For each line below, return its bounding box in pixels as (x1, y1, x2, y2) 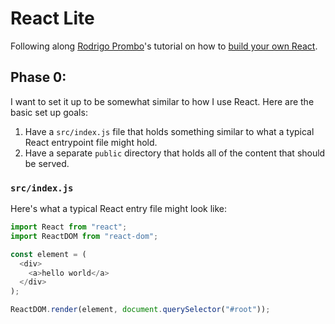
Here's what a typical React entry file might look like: (10, 203, 228, 215)
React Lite (10, 7, 95, 30)
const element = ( (10, 249, 87, 259)
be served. (24, 157, 70, 169)
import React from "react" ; (10, 222, 128, 232)
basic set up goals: (10, 106, 88, 118)
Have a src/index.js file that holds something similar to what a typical (24, 125, 315, 137)
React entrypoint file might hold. (24, 136, 158, 148)
